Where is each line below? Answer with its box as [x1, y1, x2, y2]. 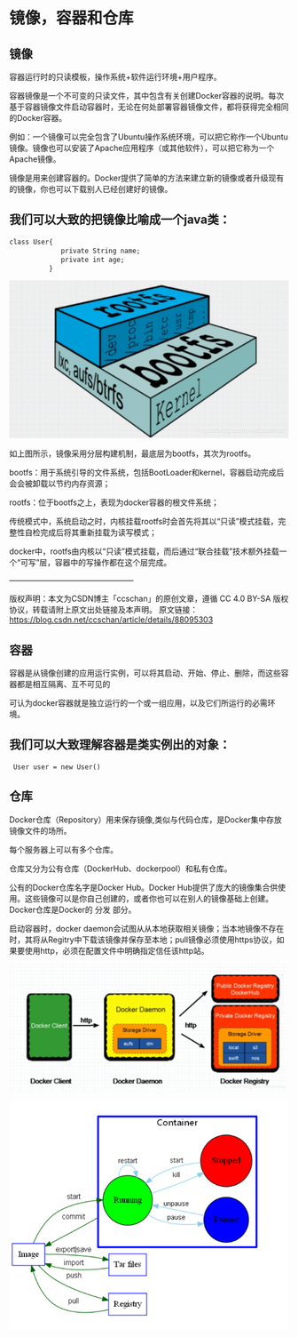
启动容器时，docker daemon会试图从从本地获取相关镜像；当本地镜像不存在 [9, 923, 285, 933]
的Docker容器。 [9, 113, 67, 123]
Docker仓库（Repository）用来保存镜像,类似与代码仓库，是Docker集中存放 [9, 814, 282, 825]
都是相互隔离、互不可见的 [16, 678, 111, 689]
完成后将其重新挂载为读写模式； [39, 527, 157, 538]
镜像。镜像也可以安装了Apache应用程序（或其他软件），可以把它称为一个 [9, 143, 275, 153]
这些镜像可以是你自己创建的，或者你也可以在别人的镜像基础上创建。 [24, 893, 273, 903]
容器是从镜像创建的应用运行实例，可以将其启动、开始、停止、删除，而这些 [9, 668, 281, 678]
